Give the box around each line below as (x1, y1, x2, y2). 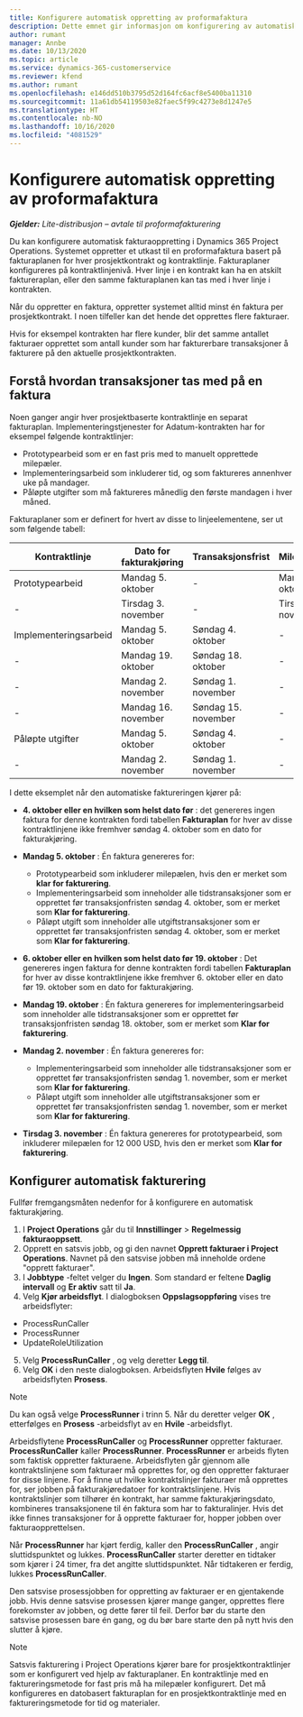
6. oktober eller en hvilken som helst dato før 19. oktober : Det (22, 952, 258, 963)
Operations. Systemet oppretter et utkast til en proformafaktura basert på (9, 245, 282, 256)
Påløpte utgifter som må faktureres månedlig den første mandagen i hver (22, 486, 293, 497)
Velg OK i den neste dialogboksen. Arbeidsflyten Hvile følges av (22, 1364, 262, 1375)
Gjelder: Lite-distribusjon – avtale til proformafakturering (9, 218, 221, 229)
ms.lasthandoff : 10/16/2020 (9, 123, 115, 132)
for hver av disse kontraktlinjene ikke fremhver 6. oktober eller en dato (22, 971, 284, 983)
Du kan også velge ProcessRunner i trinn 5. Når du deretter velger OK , (9, 1409, 275, 1420)
